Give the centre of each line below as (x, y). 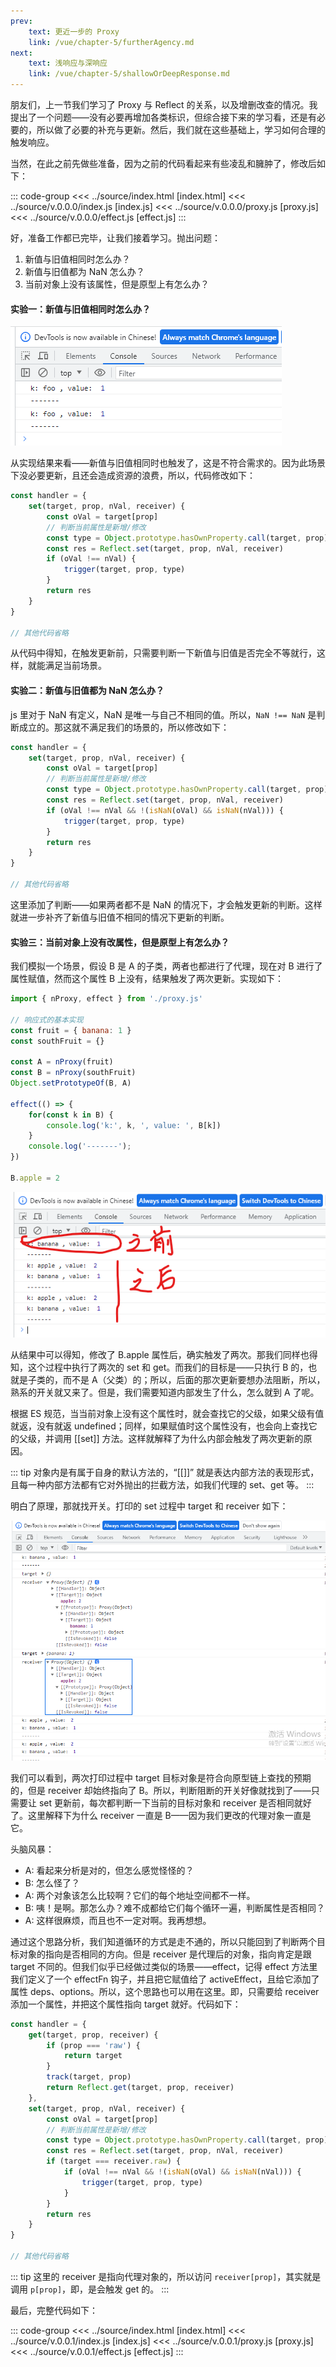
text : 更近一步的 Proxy (74, 31)
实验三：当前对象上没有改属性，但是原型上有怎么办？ (120, 942)
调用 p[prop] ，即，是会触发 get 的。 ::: (90, 2289)
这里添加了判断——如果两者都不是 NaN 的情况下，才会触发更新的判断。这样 (166, 904)
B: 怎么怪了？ (52, 1882)
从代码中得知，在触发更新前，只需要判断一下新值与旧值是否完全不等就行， (163, 653)
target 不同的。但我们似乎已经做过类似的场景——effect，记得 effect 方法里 (164, 1966)
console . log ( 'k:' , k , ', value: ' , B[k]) (134, 1125)
